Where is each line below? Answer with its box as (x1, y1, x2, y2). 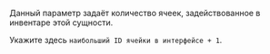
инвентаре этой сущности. (9, 17, 114, 28)
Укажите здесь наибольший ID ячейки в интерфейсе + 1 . (9, 35, 223, 45)
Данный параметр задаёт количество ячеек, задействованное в (9, 8, 261, 18)
